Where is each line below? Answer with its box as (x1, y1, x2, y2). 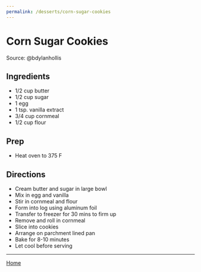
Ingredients (6, 71, 50, 81)
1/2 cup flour (14, 119, 47, 126)
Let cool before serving (14, 242, 73, 249)
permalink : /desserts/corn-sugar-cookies (6, 8, 111, 15)
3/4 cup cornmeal (14, 113, 60, 120)
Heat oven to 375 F (14, 152, 62, 159)
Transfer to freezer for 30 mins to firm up (14, 211, 117, 218)
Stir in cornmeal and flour (14, 198, 78, 205)
